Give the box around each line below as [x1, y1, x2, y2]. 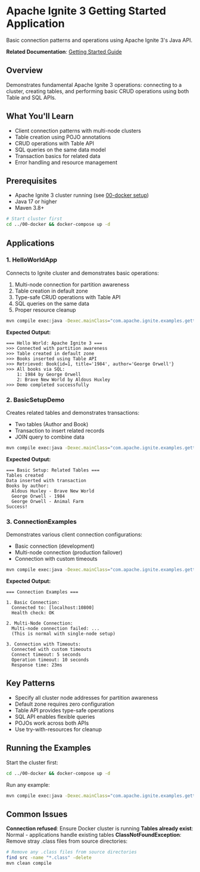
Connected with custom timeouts [11, 647, 92, 653]
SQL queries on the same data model [14, 146, 106, 153]
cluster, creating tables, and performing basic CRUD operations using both [6, 88, 189, 95]
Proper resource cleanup [14, 306, 76, 314]
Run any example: [6, 781, 51, 788]
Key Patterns [6, 678, 55, 688]
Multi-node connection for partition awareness [14, 281, 130, 288]
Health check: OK [11, 610, 55, 616]
